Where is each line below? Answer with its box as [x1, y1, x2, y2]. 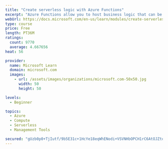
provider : [5, 58, 26, 63]
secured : [5, 136, 23, 141]
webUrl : [5, 16, 21, 21]
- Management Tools [9, 127, 50, 132]
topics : [5, 108, 21, 114]
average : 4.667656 [9, 44, 48, 49]
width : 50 [18, 81, 39, 86]
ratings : [5, 35, 23, 40]
